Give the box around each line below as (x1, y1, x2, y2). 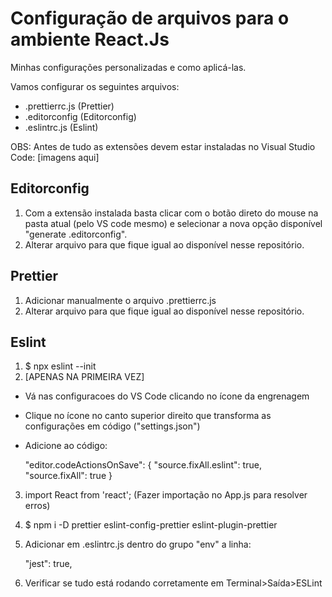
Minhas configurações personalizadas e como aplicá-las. (10, 61, 247, 73)
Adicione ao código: (24, 440, 108, 452)
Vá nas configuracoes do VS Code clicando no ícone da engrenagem (24, 390, 310, 402)
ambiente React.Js (10, 28, 170, 51)
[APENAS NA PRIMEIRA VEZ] (24, 371, 145, 383)
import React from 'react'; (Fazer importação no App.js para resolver (24, 489, 308, 501)
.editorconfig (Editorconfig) (24, 110, 137, 122)
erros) (24, 500, 51, 512)
